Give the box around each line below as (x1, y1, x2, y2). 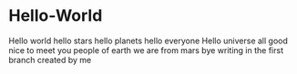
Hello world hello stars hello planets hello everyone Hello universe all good (8, 35, 289, 46)
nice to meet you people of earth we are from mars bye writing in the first (8, 44, 284, 55)
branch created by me (8, 54, 92, 65)
